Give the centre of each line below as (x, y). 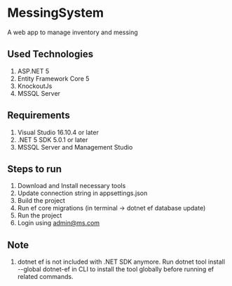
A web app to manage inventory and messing (73, 32)
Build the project (41, 201)
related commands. (45, 277)
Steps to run (34, 169)
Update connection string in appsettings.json (82, 193)
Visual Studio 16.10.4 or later (58, 132)
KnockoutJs (35, 86)
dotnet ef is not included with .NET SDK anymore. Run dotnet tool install (121, 262)
